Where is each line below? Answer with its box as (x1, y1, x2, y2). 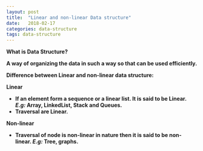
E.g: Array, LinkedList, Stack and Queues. (15, 101, 122, 109)
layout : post (6, 8, 39, 15)
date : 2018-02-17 (6, 20, 56, 26)
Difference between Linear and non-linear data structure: (6, 72, 154, 79)
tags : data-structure (6, 32, 61, 38)
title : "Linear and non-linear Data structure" (6, 15, 131, 21)
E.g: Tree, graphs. (32, 138, 79, 146)
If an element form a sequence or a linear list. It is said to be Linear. (15, 95, 187, 102)
